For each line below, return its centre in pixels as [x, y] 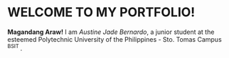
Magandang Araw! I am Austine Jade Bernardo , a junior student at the [111, 32]
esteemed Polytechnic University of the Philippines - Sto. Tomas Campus [114, 39]
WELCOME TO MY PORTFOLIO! [101, 12]
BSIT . [15, 47]
